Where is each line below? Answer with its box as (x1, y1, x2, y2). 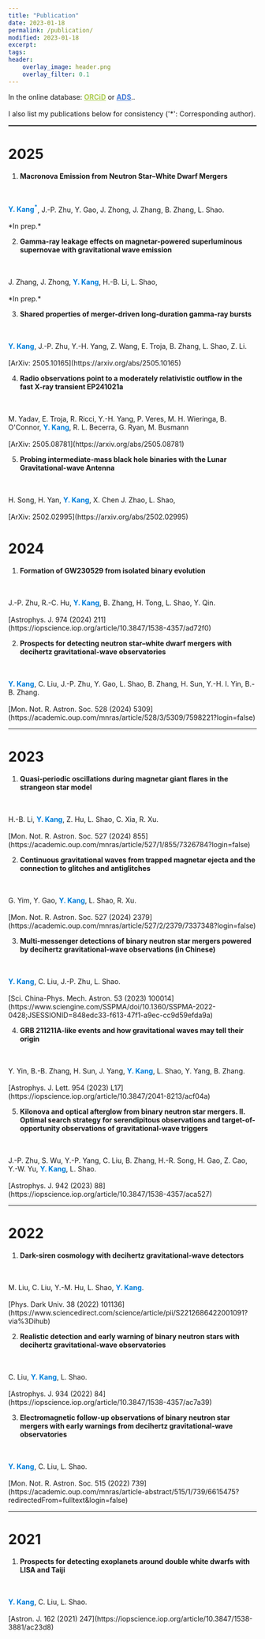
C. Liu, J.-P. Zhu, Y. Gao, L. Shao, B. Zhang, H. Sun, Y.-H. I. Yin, (38, 679, 244, 689)
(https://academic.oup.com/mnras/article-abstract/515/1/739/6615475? (8, 1487, 240, 1497)
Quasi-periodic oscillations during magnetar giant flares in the (19, 774, 229, 784)
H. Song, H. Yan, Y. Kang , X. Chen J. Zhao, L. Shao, (8, 495, 176, 505)
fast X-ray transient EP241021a (19, 382, 124, 392)
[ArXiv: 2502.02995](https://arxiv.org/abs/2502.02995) (8, 512, 189, 522)
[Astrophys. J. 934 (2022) (8, 1389, 93, 1399)
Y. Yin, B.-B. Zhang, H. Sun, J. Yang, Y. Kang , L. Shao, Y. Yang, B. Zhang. (8, 1066, 246, 1076)
